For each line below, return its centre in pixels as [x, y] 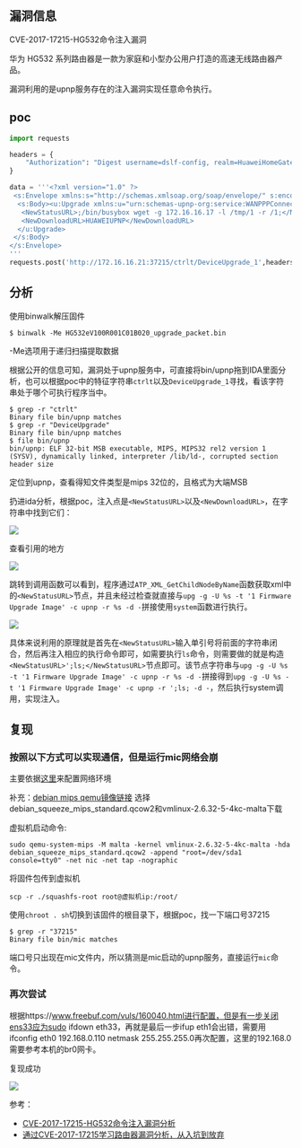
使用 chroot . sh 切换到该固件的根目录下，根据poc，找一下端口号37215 [140, 915]
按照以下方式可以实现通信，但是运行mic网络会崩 [114, 757]
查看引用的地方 [37, 548]
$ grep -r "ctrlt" [43, 409]
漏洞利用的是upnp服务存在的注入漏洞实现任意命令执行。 [113, 89]
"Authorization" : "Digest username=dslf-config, [118, 163]
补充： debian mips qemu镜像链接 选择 [80, 798]
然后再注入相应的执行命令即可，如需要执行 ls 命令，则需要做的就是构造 [155, 653]
